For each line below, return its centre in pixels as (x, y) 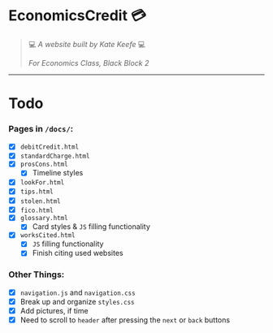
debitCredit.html (50, 147)
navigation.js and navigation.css (78, 292)
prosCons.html (44, 164)
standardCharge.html (55, 156)
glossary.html (44, 218)
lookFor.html (42, 183)
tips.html (37, 192)
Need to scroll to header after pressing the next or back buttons (125, 320)
